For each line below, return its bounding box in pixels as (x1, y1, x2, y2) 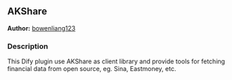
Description (7, 41, 49, 51)
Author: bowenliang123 (7, 24, 76, 32)
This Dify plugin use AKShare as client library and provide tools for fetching (7, 57, 226, 65)
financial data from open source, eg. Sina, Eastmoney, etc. (7, 65, 176, 73)
